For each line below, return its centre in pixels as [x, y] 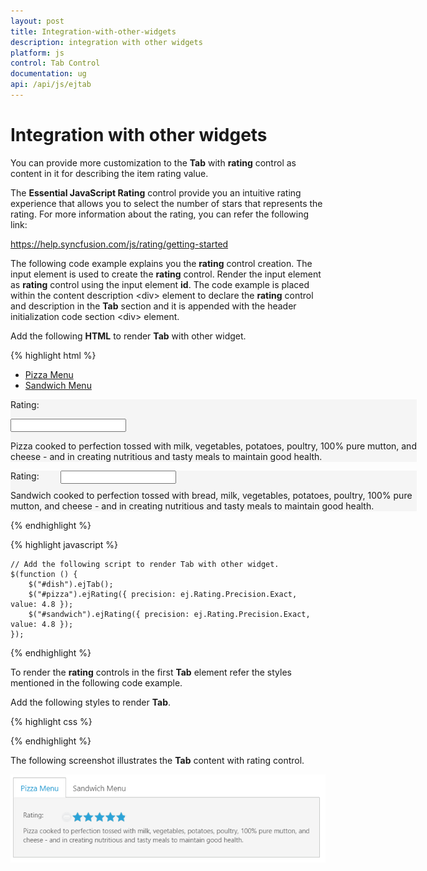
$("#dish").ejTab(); [71, 584]
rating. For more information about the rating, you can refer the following [160, 214]
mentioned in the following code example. [96, 682]
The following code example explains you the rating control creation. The [161, 263]
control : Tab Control [55, 63]
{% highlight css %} [51, 721]
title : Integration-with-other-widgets [93, 31]
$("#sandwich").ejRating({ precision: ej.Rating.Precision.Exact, [169, 614]
